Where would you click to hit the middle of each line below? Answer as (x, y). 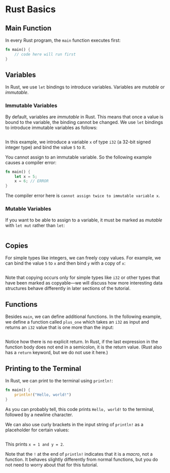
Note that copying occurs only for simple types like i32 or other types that (82, 277)
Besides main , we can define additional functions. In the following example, (83, 317)
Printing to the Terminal (43, 369)
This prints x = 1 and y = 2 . (35, 444)
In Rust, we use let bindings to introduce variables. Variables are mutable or (85, 87)
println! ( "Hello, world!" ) (43, 395)
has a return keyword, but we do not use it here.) (57, 353)
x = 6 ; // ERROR (32, 181)
